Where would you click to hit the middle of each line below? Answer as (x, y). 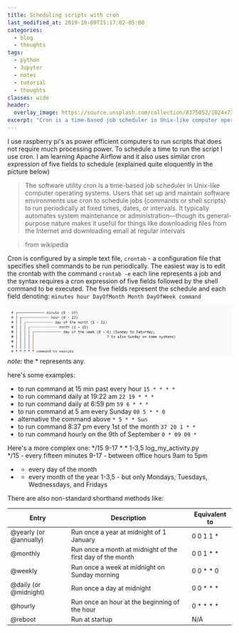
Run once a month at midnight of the (124, 550)
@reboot (23, 619)
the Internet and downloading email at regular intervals (105, 231)
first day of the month (102, 557)
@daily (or (26, 585)
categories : (25, 30)
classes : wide (28, 98)
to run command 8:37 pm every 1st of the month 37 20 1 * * (107, 427)
